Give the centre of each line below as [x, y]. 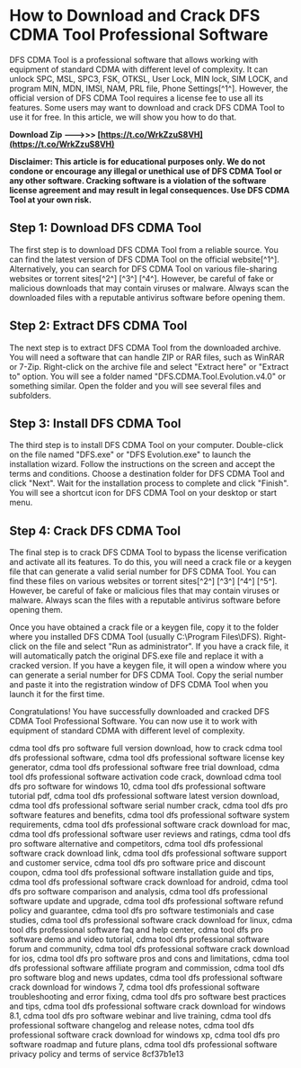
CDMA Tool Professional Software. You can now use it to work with [133, 722]
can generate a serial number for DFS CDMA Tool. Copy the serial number [146, 675]
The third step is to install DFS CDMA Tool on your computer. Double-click [146, 445]
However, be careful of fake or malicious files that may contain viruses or [145, 591]
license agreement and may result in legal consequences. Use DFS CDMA [150, 190]
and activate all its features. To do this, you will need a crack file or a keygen [150, 562]
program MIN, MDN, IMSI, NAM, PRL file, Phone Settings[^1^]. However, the [149, 88]
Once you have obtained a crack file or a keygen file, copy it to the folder [144, 627]
